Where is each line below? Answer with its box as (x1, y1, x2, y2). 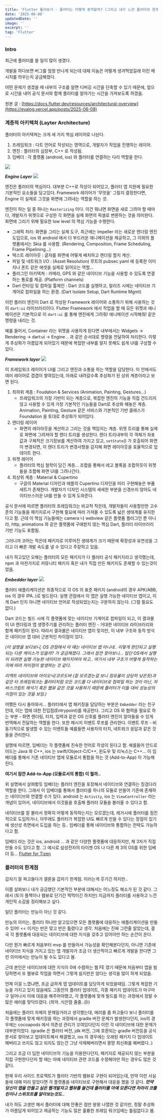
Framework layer (5, 356, 40, 362)
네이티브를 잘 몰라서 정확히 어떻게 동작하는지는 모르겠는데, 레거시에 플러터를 (5, 810, 149, 816)
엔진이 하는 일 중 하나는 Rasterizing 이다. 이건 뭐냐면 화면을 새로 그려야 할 (5, 206, 147, 212)
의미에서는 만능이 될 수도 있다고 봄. (10, 954, 76, 960)
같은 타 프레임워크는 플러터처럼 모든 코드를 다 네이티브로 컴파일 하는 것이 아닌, (5, 679, 153, 685)
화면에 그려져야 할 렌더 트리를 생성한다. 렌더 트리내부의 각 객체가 (24, 432, 147, 437)
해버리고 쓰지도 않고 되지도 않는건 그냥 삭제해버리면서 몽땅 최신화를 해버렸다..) (5, 1040, 153, 1046)
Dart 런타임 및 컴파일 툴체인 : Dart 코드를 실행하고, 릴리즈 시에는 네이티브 (12, 282, 151, 288)
